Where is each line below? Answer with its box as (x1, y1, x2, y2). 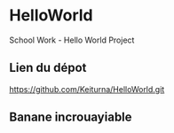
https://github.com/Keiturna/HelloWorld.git (9, 83, 165, 94)
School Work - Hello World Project (9, 35, 135, 45)
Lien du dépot (9, 60, 87, 75)
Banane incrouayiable (9, 110, 132, 125)
